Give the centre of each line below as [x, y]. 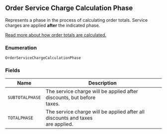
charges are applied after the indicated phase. [53, 25]
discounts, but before [71, 97]
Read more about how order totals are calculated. [56, 35]
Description [102, 83]
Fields [13, 70]
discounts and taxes [69, 118]
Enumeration [21, 47]
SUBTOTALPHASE [24, 98]
